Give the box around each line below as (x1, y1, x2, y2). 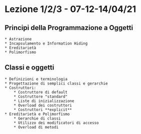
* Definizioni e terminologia (4, 76, 68, 81)
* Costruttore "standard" (13, 94, 68, 99)
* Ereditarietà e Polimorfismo (4, 111, 70, 116)
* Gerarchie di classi (13, 116, 61, 121)
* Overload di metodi (13, 124, 58, 129)
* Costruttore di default (13, 89, 68, 94)
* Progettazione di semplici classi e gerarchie (4, 81, 108, 86)
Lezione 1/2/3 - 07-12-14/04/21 (4, 3, 136, 15)
